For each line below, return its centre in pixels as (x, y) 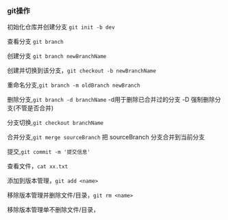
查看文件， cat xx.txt (38, 166)
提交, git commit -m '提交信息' (49, 152)
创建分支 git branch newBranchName (57, 56)
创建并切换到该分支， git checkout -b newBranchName (81, 70)
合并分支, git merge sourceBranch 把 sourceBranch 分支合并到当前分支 (106, 137)
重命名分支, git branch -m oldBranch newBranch (74, 85)
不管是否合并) (35, 108)
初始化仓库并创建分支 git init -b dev (61, 27)
